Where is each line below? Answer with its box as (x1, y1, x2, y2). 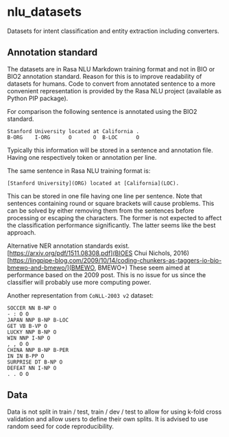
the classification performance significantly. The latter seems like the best (7, 221, 216, 229)
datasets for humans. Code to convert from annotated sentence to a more (7, 80, 216, 88)
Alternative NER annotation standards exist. (7, 241, 130, 250)
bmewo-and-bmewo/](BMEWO (7, 263, 95, 272)
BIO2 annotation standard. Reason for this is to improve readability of (7, 72, 202, 80)
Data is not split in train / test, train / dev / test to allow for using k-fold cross (7, 408, 222, 416)
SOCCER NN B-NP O (7, 305, 57, 311)
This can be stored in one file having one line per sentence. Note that (7, 191, 202, 200)
